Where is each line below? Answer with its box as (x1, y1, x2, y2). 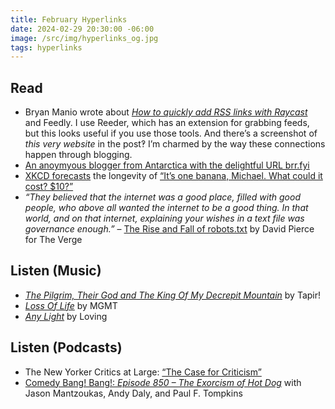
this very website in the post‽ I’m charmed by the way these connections (24, 138, 326, 150)
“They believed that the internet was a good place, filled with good (24, 191, 301, 203)
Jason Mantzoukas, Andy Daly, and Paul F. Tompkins (24, 387, 243, 399)
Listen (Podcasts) (10, 339, 123, 356)
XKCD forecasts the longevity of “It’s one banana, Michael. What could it (24, 170, 323, 182)
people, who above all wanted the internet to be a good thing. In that (24, 202, 309, 214)
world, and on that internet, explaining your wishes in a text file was (24, 212, 305, 225)
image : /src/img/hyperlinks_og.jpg (10, 33, 159, 43)
